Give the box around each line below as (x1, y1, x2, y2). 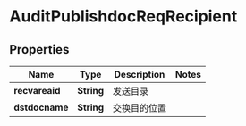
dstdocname (13, 101, 69, 113)
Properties (9, 42, 70, 57)
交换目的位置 (112, 102, 167, 113)
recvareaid (13, 85, 61, 97)
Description (114, 69, 165, 80)
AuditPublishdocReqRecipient (9, 6, 238, 27)
